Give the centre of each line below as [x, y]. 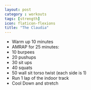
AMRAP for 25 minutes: [35, 47]
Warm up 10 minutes [32, 42]
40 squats [22, 68]
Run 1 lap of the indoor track [40, 78]
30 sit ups [22, 63]
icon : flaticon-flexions [30, 23]
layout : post [18, 10]
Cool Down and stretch [35, 83]
